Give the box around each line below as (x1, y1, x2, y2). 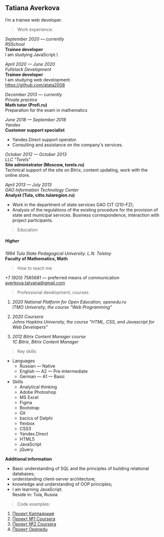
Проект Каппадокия (12, 510, 55, 516)
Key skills (17, 348, 36, 354)
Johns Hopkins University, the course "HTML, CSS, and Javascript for (12, 319, 155, 324)
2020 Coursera (12, 314, 43, 320)
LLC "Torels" (5, 157, 31, 162)
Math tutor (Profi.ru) (5, 102, 48, 107)
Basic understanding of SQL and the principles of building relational (12, 465, 149, 471)
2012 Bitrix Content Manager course (12, 333, 86, 339)
